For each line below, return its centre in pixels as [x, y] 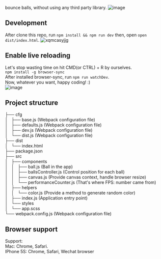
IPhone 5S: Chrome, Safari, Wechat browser [50, 252]
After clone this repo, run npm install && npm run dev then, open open [76, 35]
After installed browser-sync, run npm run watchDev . [57, 77]
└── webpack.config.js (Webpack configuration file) [58, 214]
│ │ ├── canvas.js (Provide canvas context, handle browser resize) [76, 177]
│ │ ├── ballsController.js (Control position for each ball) [65, 172]
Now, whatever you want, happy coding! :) [48, 82]
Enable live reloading [38, 56]
